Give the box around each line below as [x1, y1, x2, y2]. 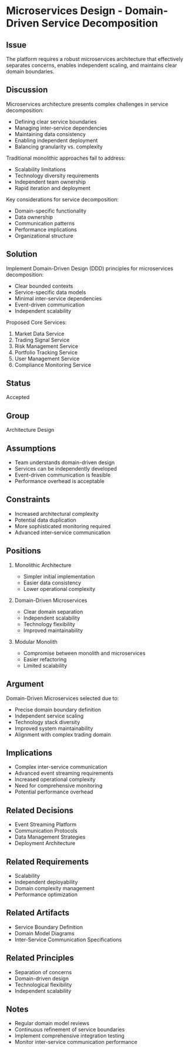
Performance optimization [14, 891, 78, 898]
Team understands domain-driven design [14, 459, 115, 466]
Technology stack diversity [14, 718, 80, 725]
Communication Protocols [14, 827, 77, 834]
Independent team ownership [14, 178, 86, 185]
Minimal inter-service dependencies [14, 295, 102, 302]
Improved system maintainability [14, 725, 93, 732]
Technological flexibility [14, 981, 72, 988]
